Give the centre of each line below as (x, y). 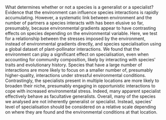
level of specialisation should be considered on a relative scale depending (81, 107)
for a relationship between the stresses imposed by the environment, (75, 39)
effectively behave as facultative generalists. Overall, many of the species (81, 96)
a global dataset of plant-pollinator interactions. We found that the (72, 49)
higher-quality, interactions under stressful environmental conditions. (76, 75)
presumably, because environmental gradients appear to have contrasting (81, 28)
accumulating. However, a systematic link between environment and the (79, 18)
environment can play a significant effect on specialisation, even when (77, 54)
